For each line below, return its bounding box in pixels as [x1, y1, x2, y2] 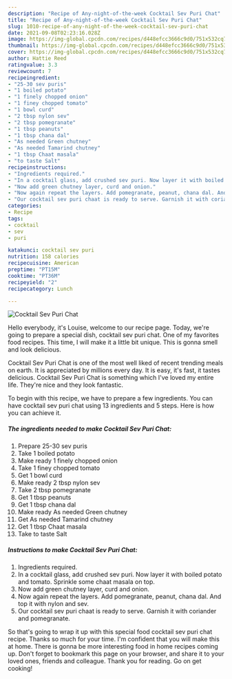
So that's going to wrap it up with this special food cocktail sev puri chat [8, 628, 213, 636]
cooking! [8, 665, 33, 673]
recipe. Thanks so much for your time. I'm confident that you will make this [8, 635, 220, 643]
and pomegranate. [17, 614, 71, 622]
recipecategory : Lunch [8, 285, 73, 292]
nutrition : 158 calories [8, 253, 79, 261]
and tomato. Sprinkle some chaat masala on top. [17, 578, 156, 586]
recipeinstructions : [8, 163, 67, 171]
